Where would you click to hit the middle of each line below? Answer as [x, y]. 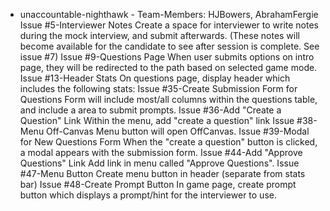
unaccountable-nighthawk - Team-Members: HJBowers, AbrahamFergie [169, 14]
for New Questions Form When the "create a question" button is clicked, [168, 142]
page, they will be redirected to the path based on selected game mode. [168, 67]
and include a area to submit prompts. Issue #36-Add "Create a [150, 110]
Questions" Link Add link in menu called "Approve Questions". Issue [159, 163]
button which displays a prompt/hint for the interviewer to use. [148, 195]
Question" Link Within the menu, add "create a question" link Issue [157, 120]
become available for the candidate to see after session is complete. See [169, 46]
